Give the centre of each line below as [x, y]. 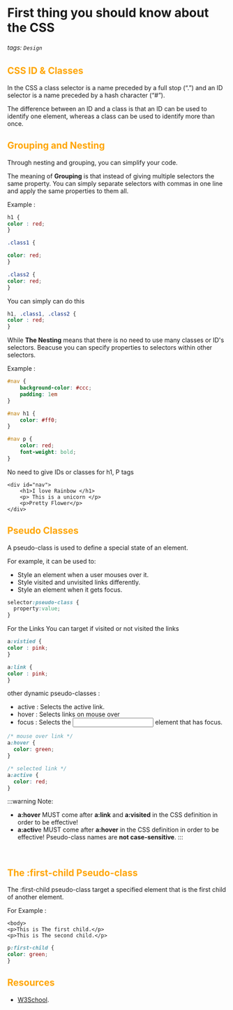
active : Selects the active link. [61, 707]
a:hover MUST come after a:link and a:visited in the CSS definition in [118, 815]
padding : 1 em [39, 394]
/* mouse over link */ [40, 737]
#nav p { [20, 439]
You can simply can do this [46, 301]
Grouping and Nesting [56, 146]
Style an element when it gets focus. [70, 590]
